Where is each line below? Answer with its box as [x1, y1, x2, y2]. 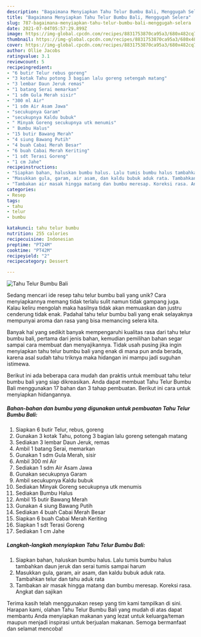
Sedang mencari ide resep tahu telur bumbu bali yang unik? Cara [7, 292, 166, 299]
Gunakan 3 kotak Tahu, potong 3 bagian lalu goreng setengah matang [15, 433, 187, 440]
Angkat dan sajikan [15, 588, 63, 595]
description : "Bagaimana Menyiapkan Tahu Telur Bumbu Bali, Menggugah [7, 8, 186, 15]
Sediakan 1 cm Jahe [15, 528, 65, 535]
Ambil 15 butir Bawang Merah [15, 496, 88, 503]
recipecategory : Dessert [7, 258, 69, 265]
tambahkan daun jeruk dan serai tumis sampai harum [15, 563, 146, 570]
